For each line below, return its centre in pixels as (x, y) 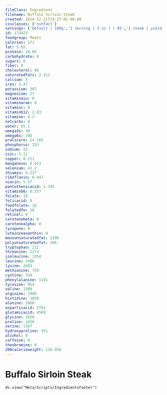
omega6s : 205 (19, 136)
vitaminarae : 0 (21, 103)
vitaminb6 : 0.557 (23, 191)
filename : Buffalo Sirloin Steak (40, 15)
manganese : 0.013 (23, 163)
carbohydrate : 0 (22, 56)
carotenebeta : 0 (22, 219)
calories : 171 (20, 43)
